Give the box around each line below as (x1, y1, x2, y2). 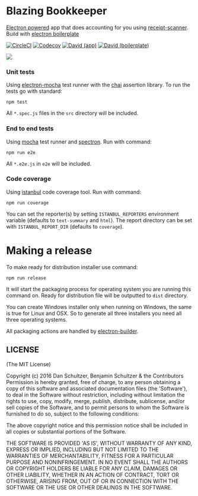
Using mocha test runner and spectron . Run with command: (6, 138, 152, 145)
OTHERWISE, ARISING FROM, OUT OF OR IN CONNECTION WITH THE (6, 478, 179, 485)
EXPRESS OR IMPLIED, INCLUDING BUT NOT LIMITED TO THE (6, 445, 159, 453)
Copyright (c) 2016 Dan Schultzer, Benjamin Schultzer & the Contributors (6, 372, 184, 379)
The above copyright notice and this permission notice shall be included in (6, 422, 188, 429)
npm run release (6, 275, 46, 281)
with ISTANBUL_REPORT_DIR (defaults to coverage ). (6, 223, 124, 230)
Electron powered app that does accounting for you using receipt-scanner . (6, 24, 189, 31)
